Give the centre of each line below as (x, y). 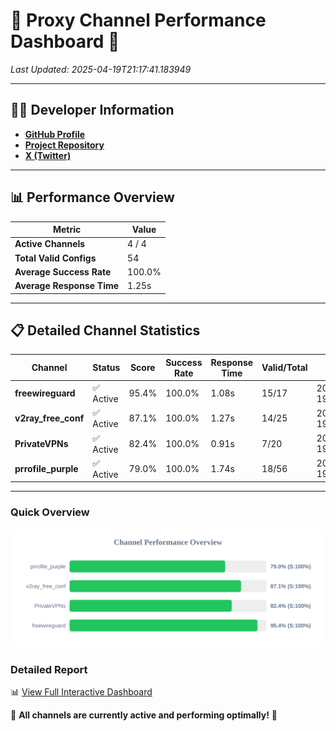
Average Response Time (67, 286)
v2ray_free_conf (49, 418)
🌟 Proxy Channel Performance (138, 20)
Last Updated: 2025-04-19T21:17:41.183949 (101, 69)
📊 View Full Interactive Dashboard (81, 691)
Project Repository (64, 145)
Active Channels (50, 244)
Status (106, 368)
